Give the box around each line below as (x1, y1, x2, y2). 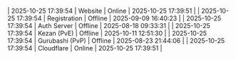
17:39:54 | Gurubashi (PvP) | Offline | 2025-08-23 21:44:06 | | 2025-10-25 (7, 37, 225, 45)
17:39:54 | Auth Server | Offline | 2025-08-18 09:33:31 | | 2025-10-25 (7, 22, 210, 29)
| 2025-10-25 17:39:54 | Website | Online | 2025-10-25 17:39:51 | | (7, 7, 200, 15)
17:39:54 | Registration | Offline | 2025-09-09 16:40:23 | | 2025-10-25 (16, 14, 222, 22)
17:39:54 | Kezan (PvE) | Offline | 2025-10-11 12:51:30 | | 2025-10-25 (7, 29, 207, 37)
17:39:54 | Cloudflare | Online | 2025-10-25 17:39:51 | (7, 44, 163, 52)
